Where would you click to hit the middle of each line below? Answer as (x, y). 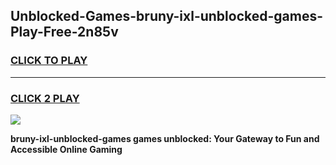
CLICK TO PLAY (49, 61)
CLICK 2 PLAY (45, 98)
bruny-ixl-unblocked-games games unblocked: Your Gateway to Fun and (165, 138)
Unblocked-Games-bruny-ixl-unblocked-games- (167, 16)
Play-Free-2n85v (64, 32)
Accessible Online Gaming (66, 149)
